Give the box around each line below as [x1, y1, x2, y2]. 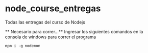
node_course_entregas [5, 3, 101, 14]
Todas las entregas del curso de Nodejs [5, 19, 86, 25]
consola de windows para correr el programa [5, 34, 97, 40]
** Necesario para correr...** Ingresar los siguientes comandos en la [5, 28, 143, 34]
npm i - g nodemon [5, 43, 41, 48]
